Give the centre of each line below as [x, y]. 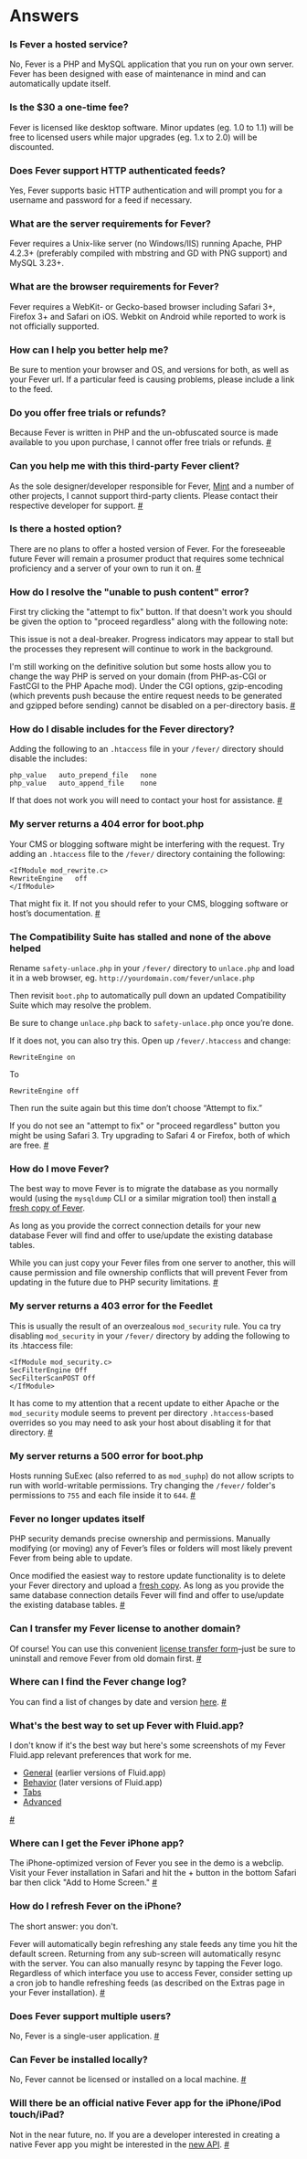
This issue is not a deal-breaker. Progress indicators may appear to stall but [152, 640]
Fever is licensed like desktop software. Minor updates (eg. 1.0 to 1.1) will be [152, 127]
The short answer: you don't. [64, 1926]
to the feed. [31, 388]
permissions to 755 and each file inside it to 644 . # [103, 1495]
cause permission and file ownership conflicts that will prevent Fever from [148, 1273]
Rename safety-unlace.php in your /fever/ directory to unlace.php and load [152, 968]
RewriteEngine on [42, 1058]
